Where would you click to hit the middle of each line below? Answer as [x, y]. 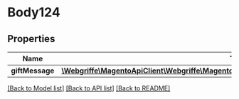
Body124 [34, 12]
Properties [31, 39]
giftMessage [33, 71]
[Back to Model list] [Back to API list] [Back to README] [89, 88]
